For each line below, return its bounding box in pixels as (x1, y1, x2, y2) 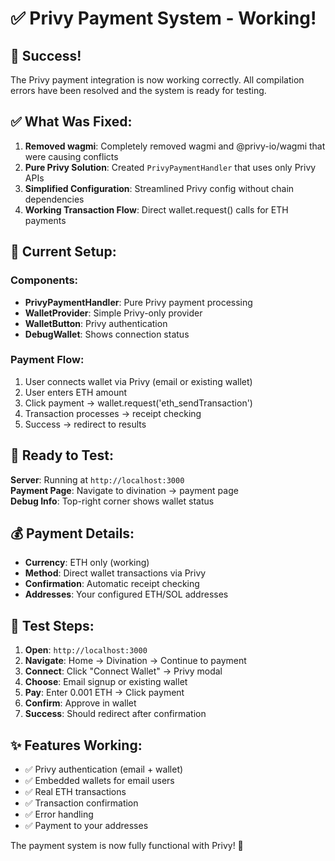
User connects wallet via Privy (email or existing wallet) (24, 375, 253, 387)
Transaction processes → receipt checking (24, 407, 202, 419)
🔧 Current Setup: (10, 243, 117, 261)
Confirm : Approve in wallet (24, 697, 137, 709)
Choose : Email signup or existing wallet (24, 676, 188, 688)
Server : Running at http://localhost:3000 (10, 473, 185, 486)
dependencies (24, 193, 85, 205)
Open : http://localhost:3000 (24, 644, 148, 656)
